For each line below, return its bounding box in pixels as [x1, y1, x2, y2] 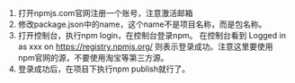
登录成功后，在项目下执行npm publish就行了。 [17, 63, 191, 74]
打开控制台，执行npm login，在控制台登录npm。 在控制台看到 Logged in [17, 30, 286, 40]
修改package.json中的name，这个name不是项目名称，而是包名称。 [17, 19, 267, 29]
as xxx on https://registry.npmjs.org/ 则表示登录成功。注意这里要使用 [17, 41, 273, 52]
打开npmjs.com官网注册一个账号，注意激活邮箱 [17, 8, 193, 18]
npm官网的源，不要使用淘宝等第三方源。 [17, 53, 169, 62]
